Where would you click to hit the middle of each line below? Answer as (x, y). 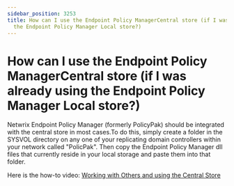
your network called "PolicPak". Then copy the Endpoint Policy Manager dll (115, 147)
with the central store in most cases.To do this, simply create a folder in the (115, 132)
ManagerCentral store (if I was (97, 76)
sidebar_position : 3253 (42, 14)
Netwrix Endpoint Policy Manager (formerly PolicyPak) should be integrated (116, 125)
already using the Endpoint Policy (106, 91)
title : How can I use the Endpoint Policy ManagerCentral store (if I (112, 20)
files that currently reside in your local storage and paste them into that (109, 155)
